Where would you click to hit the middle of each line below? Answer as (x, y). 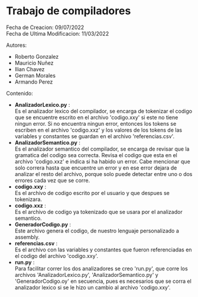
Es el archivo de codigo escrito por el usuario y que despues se (92, 193)
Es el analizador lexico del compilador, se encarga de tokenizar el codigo (103, 111)
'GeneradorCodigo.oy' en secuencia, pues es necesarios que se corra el (103, 281)
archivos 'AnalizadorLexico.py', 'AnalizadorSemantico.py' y (86, 274)
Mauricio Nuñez (34, 63)
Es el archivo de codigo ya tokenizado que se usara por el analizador (98, 212)
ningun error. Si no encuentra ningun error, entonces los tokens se (95, 123)
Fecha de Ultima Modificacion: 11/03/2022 (58, 33)
